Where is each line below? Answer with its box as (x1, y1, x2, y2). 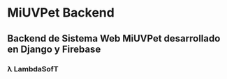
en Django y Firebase (7, 43, 101, 55)
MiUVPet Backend (7, 5, 115, 21)
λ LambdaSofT (7, 64, 59, 73)
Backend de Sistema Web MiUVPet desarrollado (7, 33, 221, 44)
